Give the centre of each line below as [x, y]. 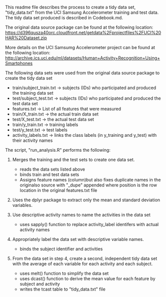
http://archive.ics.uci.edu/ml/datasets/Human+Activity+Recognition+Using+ [83, 58]
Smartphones [19, 63]
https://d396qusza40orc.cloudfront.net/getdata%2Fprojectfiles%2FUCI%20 [83, 32]
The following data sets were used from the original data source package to [83, 73]
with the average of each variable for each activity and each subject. [82, 264]
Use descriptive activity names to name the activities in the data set [81, 215]
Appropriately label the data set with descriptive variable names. [78, 239]
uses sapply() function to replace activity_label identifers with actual [89, 224]
